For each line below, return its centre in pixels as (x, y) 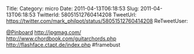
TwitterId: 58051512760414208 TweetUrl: (87, 15)
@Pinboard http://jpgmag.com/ (44, 32)
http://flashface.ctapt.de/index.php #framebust (63, 45)
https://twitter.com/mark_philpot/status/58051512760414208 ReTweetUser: (97, 21)
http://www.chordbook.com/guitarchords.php (61, 38)
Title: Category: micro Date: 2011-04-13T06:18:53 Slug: (73, 9)
